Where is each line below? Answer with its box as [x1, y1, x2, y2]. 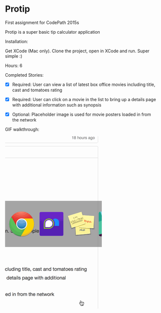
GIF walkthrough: [5, 126, 40, 132]
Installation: [5, 38, 28, 44]
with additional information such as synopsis [12, 102, 102, 108]
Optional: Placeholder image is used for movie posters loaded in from [12, 111, 151, 118]
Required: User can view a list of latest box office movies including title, [12, 82, 156, 87]
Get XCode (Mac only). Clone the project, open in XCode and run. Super [5, 48, 150, 54]
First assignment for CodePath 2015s [5, 20, 79, 25]
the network [12, 117, 36, 123]
